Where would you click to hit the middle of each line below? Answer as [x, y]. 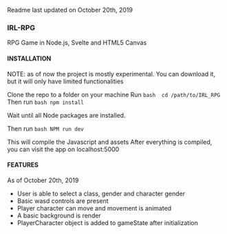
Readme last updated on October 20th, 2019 [70, 10]
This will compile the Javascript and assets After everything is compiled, [110, 142]
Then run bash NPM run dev [45, 128]
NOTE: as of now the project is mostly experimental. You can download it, [111, 74]
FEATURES [23, 165]
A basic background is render [59, 215]
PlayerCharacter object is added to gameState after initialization [107, 222]
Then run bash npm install [45, 102]
